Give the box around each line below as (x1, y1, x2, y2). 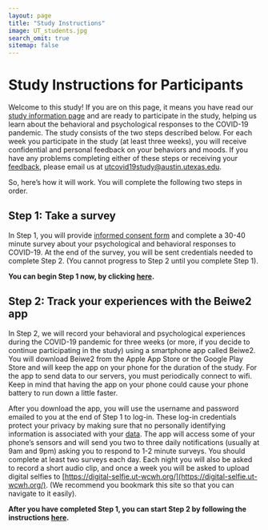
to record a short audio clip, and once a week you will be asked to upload (8, 463, 250, 472)
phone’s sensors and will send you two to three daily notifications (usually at (8, 437, 260, 447)
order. (8, 186, 28, 196)
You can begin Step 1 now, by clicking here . (8, 271, 154, 281)
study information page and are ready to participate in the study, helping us (8, 111, 258, 121)
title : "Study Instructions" (8, 19, 106, 27)
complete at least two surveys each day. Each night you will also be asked (8, 454, 253, 464)
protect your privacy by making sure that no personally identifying (8, 420, 226, 430)
